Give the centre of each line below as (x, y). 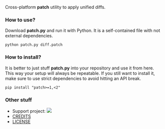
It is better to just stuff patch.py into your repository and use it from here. (80, 68)
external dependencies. (29, 36)
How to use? (20, 20)
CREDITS (21, 116)
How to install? (23, 57)
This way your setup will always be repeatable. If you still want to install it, (80, 73)
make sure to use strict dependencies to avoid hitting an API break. (73, 78)
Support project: (29, 111)
